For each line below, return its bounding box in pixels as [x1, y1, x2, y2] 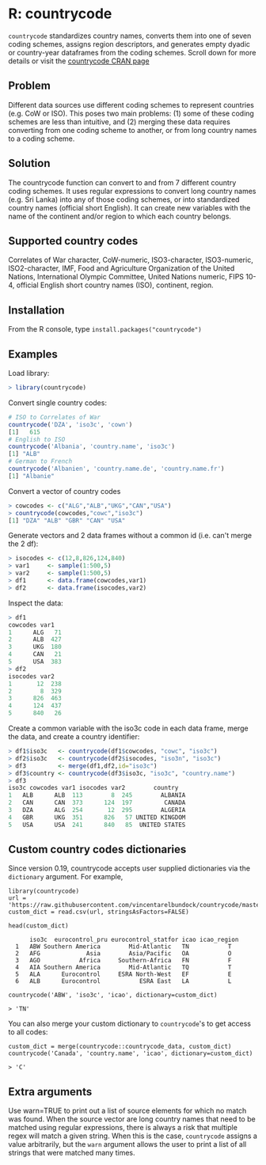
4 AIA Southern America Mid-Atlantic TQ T [15, 963, 232, 972]
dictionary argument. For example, [8, 872, 123, 882]
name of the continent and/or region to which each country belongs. [8, 211, 232, 221]
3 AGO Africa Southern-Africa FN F [15, 957, 232, 965]
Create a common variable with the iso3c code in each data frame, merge [8, 723, 249, 733]
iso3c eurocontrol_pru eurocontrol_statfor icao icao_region [28, 935, 239, 944]
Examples [8, 347, 58, 361]
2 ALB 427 [8, 636, 62, 643]
